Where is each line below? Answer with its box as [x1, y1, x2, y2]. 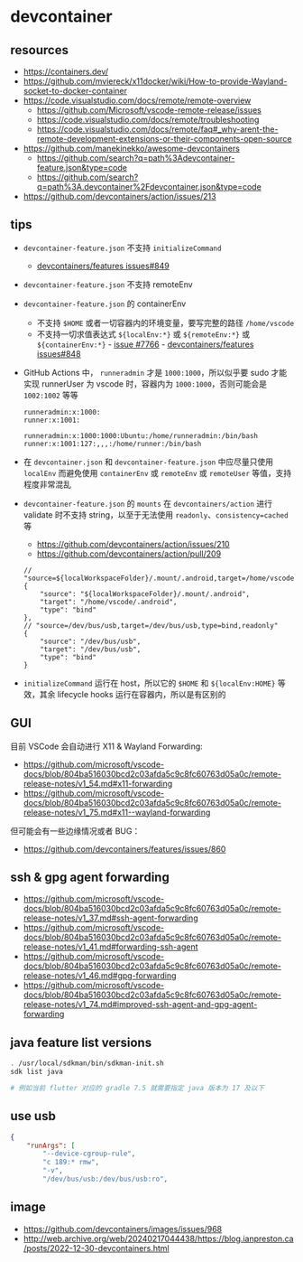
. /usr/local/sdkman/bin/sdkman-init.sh [10, 1059, 165, 1068]
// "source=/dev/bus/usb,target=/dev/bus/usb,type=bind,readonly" [23, 621, 279, 630]
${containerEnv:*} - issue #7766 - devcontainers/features [36, 339, 254, 350]
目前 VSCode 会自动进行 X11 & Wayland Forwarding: [10, 741, 204, 752]
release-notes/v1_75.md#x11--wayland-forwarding [23, 807, 211, 818]
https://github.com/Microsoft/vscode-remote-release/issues [36, 105, 262, 115]
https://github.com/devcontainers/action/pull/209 [36, 548, 222, 559]
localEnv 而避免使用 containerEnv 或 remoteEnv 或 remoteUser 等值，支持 [23, 467, 292, 478]
